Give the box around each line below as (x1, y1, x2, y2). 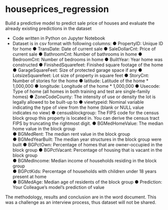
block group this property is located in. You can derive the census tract (12, 115, 159, 121)
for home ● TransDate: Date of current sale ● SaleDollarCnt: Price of (12, 46, 156, 52)
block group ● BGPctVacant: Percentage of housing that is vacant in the (12, 147, 162, 153)
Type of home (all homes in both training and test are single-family (12, 88, 150, 94)
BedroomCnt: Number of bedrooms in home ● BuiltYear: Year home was (12, 56, 163, 62)
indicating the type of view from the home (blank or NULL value (12, 104, 144, 110)
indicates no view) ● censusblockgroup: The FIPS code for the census (12, 109, 159, 116)
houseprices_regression (5, 4, 109, 15)
